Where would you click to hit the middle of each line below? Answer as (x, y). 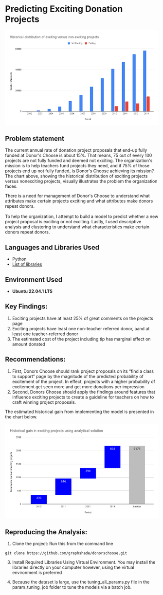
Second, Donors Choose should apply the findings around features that (84, 392)
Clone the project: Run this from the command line (63, 544)
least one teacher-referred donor (45, 334)
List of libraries (27, 264)
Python (19, 259)
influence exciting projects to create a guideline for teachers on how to (83, 397)
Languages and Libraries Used (52, 247)
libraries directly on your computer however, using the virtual (73, 567)
